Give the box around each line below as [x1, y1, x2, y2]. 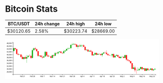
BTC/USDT [8, 21, 30, 27]
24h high [66, 21, 85, 27]
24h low [94, 21, 112, 27]
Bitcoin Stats [5, 3, 58, 15]
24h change [35, 21, 60, 27]
